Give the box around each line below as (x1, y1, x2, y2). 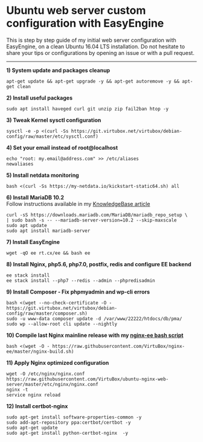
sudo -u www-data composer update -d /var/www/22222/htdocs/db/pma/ (6, 315, 182, 322)
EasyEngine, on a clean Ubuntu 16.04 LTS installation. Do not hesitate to (6, 43, 185, 50)
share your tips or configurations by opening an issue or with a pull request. (6, 49, 195, 56)
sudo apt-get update (6, 424, 59, 431)
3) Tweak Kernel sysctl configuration (6, 116, 101, 124)
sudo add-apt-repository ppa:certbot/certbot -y (6, 419, 131, 426)
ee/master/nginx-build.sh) (6, 348, 74, 354)
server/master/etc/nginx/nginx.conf (6, 381, 98, 387)
